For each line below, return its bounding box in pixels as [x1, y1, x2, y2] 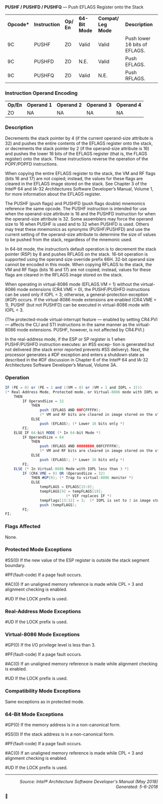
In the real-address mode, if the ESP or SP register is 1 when [5, 336, 126, 342]
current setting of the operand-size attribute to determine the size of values [5, 231, 156, 237]
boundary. [5, 562, 26, 568]
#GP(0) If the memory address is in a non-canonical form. [5, 722, 121, 728]
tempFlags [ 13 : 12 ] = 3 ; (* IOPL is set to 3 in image [39, 498, 151, 503]
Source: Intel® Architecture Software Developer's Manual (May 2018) [19, 779, 158, 785]
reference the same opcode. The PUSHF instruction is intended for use [5, 205, 147, 211]
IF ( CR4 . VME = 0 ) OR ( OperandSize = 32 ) [22, 471, 105, 476]
